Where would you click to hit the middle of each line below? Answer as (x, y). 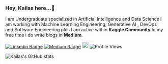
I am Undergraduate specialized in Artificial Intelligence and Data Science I (83, 19)
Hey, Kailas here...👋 (30, 8)
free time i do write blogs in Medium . (44, 35)
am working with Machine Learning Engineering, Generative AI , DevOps (81, 24)
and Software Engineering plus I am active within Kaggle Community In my (84, 30)
